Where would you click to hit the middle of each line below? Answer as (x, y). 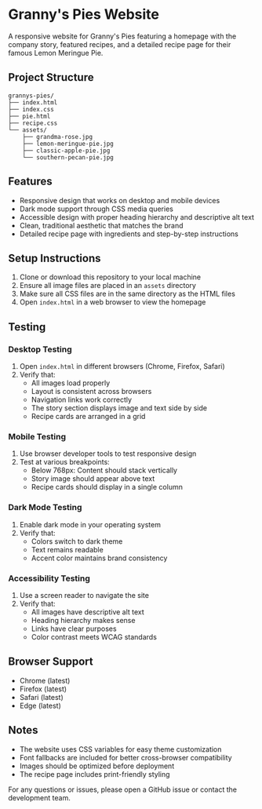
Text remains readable (67, 549)
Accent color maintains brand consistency (99, 558)
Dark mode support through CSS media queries (96, 209)
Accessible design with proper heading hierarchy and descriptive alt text (137, 217)
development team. (39, 797)
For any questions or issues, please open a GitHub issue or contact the (123, 789)
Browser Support (51, 662)
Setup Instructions (55, 258)
